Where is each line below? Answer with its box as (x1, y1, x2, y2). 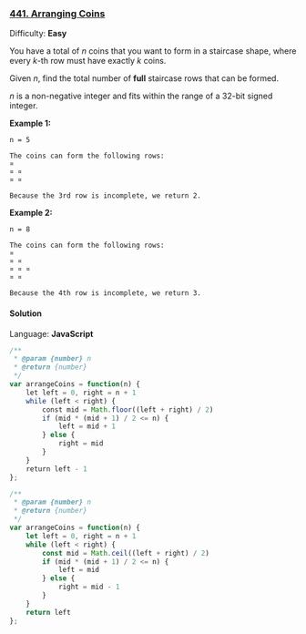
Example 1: (9, 118, 52, 129)
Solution (9, 308, 43, 319)
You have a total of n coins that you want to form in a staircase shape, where (9, 46, 297, 56)
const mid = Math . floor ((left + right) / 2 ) (42, 404, 214, 414)
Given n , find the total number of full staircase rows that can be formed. (9, 73, 280, 84)
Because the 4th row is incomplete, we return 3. (9, 289, 202, 298)
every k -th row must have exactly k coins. (9, 56, 167, 66)
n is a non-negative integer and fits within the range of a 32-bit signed (9, 90, 273, 102)
